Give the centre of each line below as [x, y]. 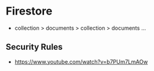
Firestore [29, 11]
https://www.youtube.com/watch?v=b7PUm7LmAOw [81, 61]
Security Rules [34, 47]
